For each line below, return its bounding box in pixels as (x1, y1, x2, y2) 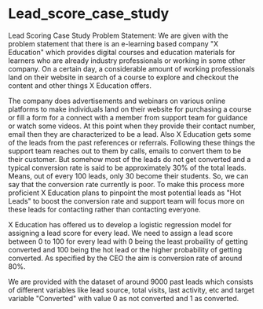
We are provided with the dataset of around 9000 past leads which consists (8, 277, 254, 286)
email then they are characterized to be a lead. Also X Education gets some (8, 129, 251, 138)
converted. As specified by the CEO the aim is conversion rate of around (8, 253, 243, 263)
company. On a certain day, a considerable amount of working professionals (8, 64, 255, 73)
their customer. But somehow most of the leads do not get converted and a (8, 154, 251, 164)
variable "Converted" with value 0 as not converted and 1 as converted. (8, 293, 239, 303)
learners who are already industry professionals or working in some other (8, 56, 246, 65)
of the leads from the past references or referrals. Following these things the (8, 138, 256, 147)
